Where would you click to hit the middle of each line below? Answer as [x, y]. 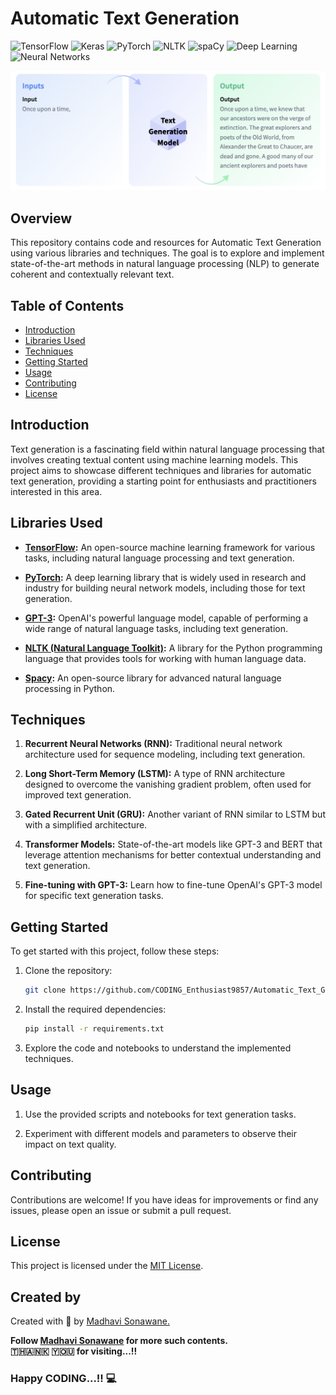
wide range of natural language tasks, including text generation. [156, 628]
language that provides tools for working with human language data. [165, 658]
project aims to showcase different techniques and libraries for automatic [161, 470]
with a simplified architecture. [86, 825]
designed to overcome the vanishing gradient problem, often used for [168, 784]
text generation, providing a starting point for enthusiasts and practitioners [164, 481]
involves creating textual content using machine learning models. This [154, 459]
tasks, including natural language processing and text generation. [159, 558]
